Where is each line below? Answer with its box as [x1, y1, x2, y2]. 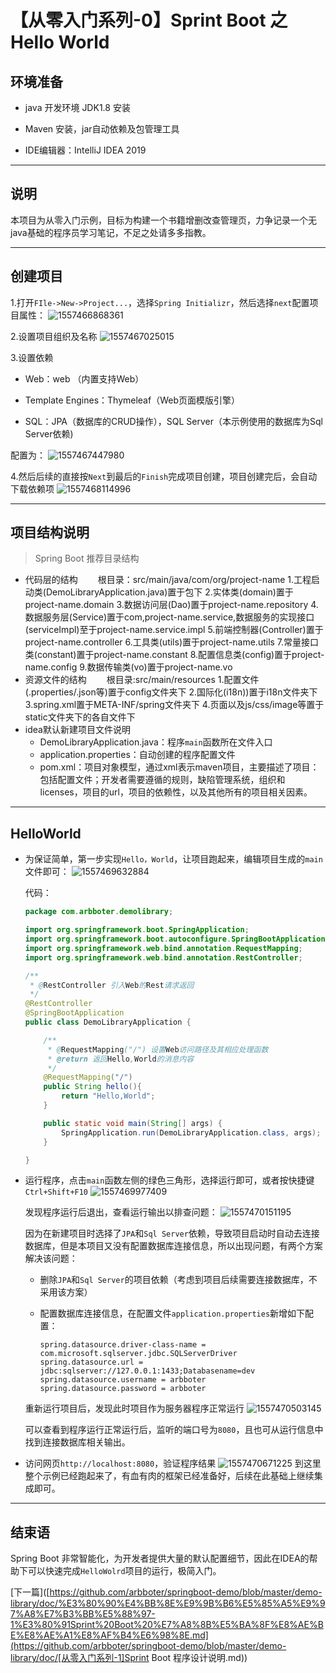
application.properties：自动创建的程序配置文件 [39, 749, 236, 761]
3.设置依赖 [10, 351, 54, 363]
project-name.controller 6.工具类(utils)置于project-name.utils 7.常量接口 [24, 636, 320, 648]
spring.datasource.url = [39, 1357, 144, 1368]
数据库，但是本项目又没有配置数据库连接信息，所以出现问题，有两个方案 [24, 1240, 323, 1252]
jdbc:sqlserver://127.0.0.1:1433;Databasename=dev [39, 1366, 256, 1376]
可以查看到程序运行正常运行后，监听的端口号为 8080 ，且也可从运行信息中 [24, 1424, 324, 1436]
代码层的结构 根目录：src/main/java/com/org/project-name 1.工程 [24, 574, 312, 586]
